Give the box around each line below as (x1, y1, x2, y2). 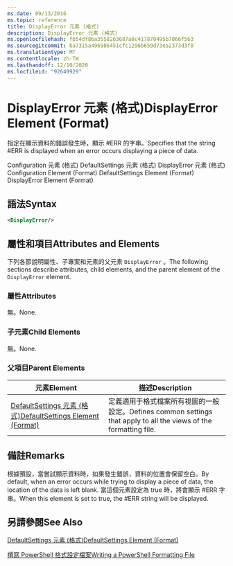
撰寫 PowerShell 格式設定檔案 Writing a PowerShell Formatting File (7, 551, 196, 559)
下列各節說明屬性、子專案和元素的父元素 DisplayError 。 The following (7, 257, 208, 265)
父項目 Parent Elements (7, 363, 85, 373)
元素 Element (35, 382, 78, 392)
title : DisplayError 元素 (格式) (7, 23, 100, 30)
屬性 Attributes (7, 291, 57, 301)
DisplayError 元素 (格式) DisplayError (7, 100, 218, 116)
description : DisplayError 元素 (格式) (7, 29, 119, 37)
